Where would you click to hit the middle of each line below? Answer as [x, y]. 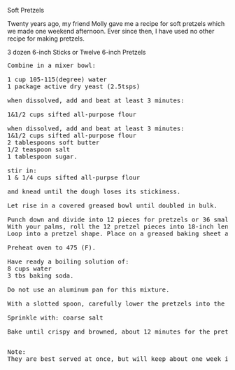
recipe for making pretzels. [46, 39]
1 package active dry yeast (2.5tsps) [74, 87]
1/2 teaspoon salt [39, 150]
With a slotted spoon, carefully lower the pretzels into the [116, 304]
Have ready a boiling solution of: [68, 262]
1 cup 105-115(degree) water [57, 80]
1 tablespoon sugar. [43, 157]
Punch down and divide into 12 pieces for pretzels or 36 [109, 220]
